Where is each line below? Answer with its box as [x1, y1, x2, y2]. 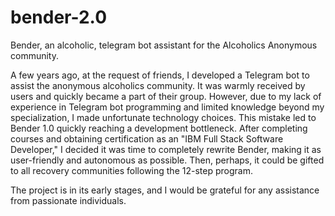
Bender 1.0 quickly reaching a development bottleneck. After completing [10, 122, 308, 134]
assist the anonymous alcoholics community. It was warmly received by [10, 79, 306, 91]
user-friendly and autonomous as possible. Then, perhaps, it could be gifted [10, 154, 325, 166]
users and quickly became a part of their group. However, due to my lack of [10, 90, 322, 102]
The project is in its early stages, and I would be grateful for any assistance [10, 184, 320, 196]
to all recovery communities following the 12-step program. [10, 164, 253, 176]
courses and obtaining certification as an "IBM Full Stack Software [10, 132, 284, 145]
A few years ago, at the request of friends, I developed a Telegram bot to [10, 69, 310, 81]
